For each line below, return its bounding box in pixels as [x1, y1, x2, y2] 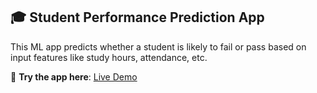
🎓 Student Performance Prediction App [10, 9, 265, 26]
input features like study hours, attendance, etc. [10, 51, 208, 63]
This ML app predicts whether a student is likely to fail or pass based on [10, 40, 307, 53]
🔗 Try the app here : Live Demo [10, 70, 138, 83]
